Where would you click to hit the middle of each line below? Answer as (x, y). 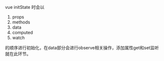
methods (21, 22)
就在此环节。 (18, 54)
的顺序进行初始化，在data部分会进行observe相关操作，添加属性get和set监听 (82, 48)
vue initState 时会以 (25, 7)
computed (23, 32)
